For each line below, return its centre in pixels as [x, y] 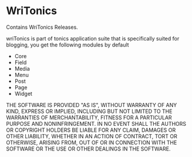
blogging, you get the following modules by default [68, 45]
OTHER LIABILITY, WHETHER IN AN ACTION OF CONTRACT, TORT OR [92, 136]
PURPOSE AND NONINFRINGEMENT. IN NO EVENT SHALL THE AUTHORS [96, 123]
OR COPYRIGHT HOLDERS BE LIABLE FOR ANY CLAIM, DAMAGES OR [91, 130]
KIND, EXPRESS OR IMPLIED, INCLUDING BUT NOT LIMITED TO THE [89, 111]
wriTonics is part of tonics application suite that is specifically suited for [93, 38]
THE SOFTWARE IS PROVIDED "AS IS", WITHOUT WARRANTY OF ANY [92, 105]
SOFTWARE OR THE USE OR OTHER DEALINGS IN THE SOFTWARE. [88, 149]
